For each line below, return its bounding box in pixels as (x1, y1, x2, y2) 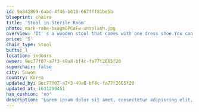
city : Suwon (6, 69, 36, 75)
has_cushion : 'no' (6, 91, 52, 97)
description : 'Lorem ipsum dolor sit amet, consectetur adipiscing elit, (6, 97, 194, 103)
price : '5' (6, 36, 33, 42)
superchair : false (6, 63, 52, 70)
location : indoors (6, 53, 52, 59)
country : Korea (6, 75, 44, 81)
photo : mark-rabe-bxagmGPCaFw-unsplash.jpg (6, 25, 116, 31)
